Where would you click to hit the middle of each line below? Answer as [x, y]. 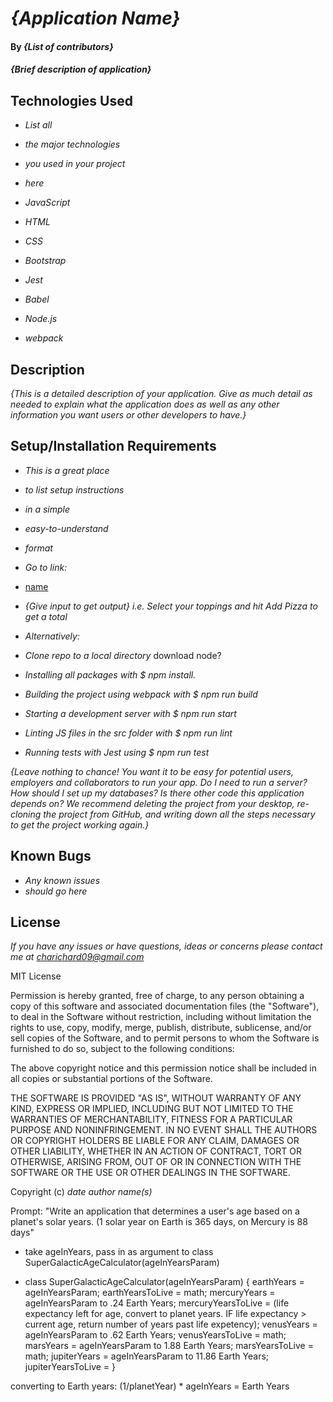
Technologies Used [71, 100]
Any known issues [62, 880]
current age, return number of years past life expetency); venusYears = [171, 1324]
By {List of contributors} [62, 46]
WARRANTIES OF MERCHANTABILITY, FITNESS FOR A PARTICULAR [151, 1119]
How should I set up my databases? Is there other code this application [157, 793]
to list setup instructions [74, 489]
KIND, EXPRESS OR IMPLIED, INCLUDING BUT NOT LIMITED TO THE [152, 1109]
